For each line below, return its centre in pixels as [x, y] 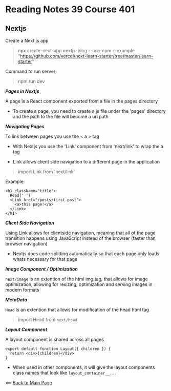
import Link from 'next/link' [46, 172]
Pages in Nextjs [22, 91]
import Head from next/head [48, 320]
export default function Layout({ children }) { [58, 349]
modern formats [22, 290]
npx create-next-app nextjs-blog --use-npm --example [76, 50]
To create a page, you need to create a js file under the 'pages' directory [89, 111]
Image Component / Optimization [41, 269]
